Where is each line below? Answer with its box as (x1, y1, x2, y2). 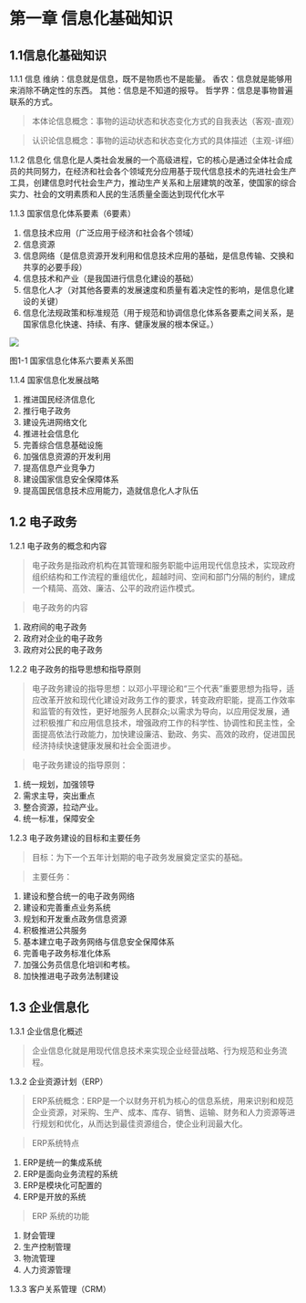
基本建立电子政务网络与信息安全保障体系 (22, 936, 175, 947)
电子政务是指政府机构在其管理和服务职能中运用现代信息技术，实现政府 (31, 559, 296, 570)
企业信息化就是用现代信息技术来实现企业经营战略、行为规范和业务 (31, 1045, 280, 1056)
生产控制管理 (22, 1241, 71, 1252)
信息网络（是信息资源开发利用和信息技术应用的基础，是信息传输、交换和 (22, 250, 294, 261)
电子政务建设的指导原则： (31, 759, 128, 770)
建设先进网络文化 (22, 417, 87, 427)
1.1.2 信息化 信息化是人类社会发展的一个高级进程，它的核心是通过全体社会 (9, 154, 285, 165)
